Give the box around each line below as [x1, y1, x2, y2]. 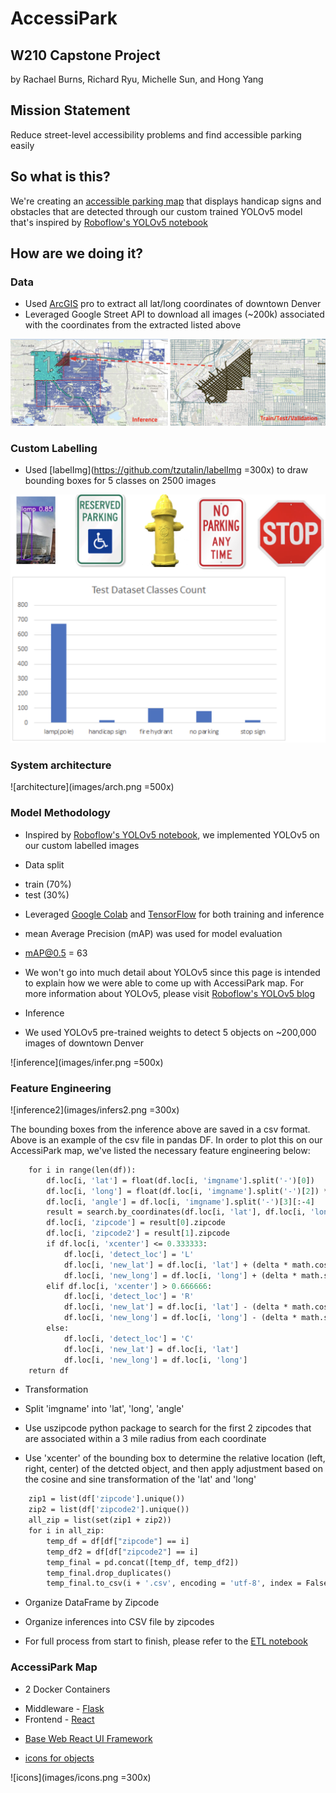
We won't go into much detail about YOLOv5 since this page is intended [24, 966, 321, 978]
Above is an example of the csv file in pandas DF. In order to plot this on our [10, 1133, 323, 1146]
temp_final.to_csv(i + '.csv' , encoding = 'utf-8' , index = [46, 1578, 302, 1589]
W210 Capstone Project [10, 47, 161, 64]
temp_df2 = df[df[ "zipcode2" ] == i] [46, 1547, 199, 1557]
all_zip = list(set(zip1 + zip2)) [28, 1515, 172, 1526]
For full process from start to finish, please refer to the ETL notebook [24, 1635, 308, 1647]
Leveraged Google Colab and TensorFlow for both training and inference [24, 908, 325, 920]
